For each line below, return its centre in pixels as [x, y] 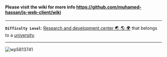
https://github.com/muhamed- [109, 7]
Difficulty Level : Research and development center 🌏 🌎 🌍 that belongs [81, 28]
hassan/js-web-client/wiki [33, 12]
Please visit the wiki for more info [40, 7]
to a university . [20, 35]
